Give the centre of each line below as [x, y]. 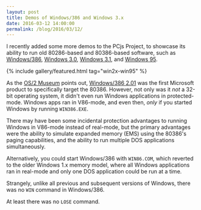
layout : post [23, 12]
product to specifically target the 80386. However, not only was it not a [96, 90]
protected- [181, 96]
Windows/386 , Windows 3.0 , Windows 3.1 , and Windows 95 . [82, 59]
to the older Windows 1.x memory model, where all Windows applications [98, 165]
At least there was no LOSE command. [53, 201]
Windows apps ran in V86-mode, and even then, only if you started [108, 103]
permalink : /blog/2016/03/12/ [45, 29]
